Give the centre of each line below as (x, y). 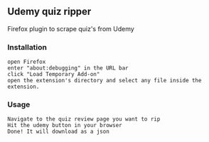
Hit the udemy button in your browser (65, 126)
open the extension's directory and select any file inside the (104, 81)
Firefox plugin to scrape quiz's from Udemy (71, 28)
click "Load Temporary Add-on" (54, 75)
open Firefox (27, 62)
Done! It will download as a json (59, 132)
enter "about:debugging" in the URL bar (68, 68)
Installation (27, 47)
